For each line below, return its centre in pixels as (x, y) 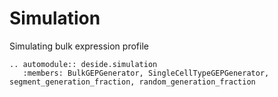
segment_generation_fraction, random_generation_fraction (132, 82)
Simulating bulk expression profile (79, 46)
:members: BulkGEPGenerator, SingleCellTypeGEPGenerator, (146, 73)
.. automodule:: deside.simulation (83, 64)
